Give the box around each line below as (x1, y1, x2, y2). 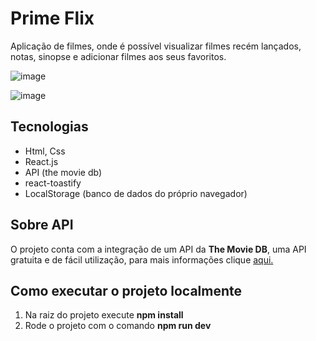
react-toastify (24, 177, 82, 189)
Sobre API (10, 217, 74, 234)
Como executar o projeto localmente (10, 282, 243, 299)
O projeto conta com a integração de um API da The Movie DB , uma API (10, 243, 307, 255)
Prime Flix (10, 7, 95, 30)
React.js (24, 155, 59, 167)
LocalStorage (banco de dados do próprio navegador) (24, 187, 248, 199)
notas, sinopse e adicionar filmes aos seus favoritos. (10, 50, 227, 62)
